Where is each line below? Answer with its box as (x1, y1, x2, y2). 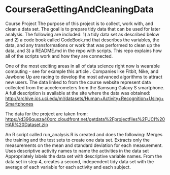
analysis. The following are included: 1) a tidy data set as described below (5, 31, 160, 37)
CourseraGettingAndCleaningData (5, 4, 154, 15)
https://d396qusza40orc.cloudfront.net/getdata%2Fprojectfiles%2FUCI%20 (5, 116, 165, 122)
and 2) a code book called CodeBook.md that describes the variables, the (5, 37, 160, 43)
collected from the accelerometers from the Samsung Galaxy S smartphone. (5, 84, 165, 90)
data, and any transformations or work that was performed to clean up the (5, 42, 160, 48)
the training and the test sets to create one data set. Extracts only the (5, 137, 150, 143)
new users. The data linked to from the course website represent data (5, 79, 151, 85)
